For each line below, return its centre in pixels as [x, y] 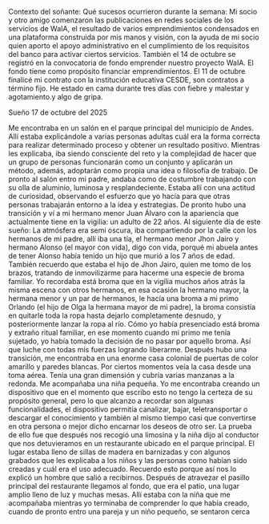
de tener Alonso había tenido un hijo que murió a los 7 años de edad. [122, 256]
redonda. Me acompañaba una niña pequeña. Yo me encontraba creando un [134, 384]
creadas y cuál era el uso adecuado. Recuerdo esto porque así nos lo [122, 469]
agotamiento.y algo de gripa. [56, 97]
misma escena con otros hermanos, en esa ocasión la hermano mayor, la [129, 290]
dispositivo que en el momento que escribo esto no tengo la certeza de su [130, 392]
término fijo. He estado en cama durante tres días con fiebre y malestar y [129, 88]
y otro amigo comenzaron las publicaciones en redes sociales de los [121, 20]
